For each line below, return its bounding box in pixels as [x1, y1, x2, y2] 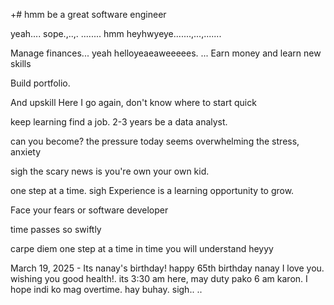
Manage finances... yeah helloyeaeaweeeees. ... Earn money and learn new [10, 47, 322, 59]
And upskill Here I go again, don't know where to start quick [10, 97, 257, 108]
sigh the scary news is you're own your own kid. [10, 165, 210, 177]
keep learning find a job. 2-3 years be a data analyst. [10, 116, 228, 128]
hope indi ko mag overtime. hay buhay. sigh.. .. [10, 284, 203, 295]
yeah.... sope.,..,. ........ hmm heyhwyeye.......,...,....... [10, 28, 222, 39]
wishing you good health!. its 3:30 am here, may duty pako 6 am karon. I [10, 273, 308, 284]
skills [10, 58, 32, 69]
